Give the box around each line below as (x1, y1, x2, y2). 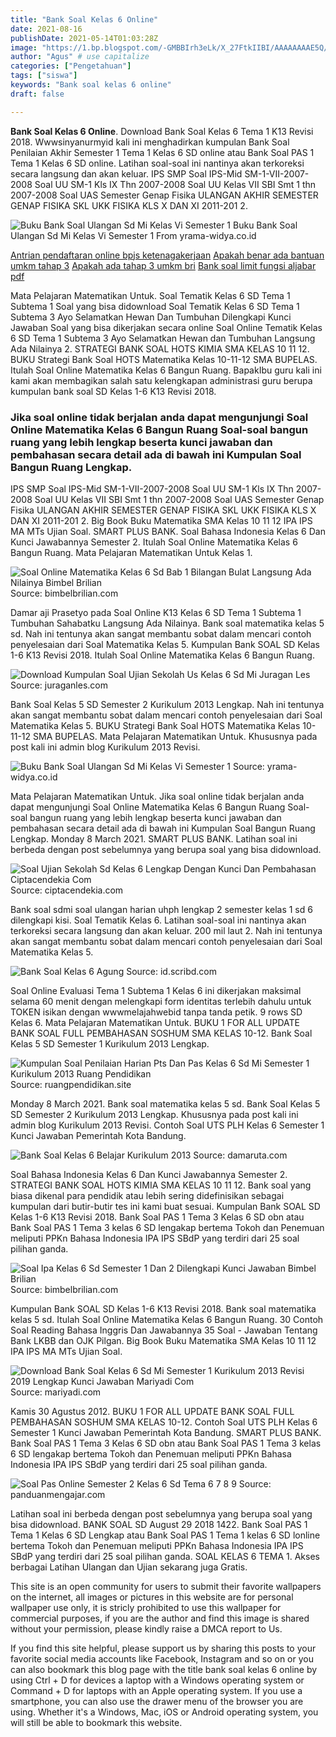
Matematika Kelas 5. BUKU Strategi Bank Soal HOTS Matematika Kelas (10, 719, 301, 731)
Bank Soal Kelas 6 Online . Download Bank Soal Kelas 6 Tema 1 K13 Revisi (10, 125, 314, 137)
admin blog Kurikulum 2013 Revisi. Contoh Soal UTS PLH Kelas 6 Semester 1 (10, 1119, 325, 1131)
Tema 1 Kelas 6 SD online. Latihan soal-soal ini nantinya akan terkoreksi (10, 157, 305, 169)
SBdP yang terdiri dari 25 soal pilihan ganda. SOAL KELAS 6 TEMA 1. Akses (10, 1550, 320, 1562)
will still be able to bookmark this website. (10, 1716, 183, 1728)
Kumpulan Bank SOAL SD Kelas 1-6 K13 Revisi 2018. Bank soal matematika (10, 1302, 317, 1315)
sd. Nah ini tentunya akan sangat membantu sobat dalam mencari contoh (10, 627, 312, 640)
